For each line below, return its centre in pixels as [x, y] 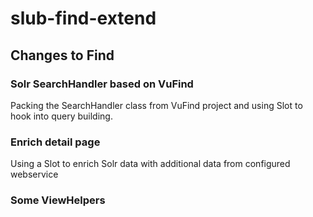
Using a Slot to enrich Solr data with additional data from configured [150, 164]
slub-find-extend [83, 18]
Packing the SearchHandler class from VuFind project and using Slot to [156, 105]
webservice [34, 174]
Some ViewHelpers [58, 200]
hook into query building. [61, 116]
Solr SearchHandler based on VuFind [102, 84]
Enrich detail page [55, 142]
